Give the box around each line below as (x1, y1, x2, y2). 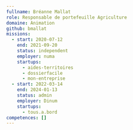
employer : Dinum (17, 98, 58, 104)
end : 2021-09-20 (17, 43, 58, 49)
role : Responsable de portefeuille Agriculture (6, 14, 128, 20)
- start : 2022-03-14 (11, 81, 63, 87)
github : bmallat (6, 25, 47, 32)
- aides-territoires (22, 64, 74, 71)
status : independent (17, 48, 68, 54)
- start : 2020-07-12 (11, 37, 63, 43)
